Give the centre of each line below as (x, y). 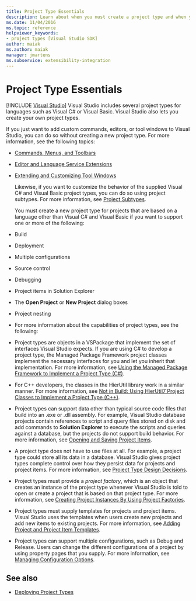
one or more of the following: (49, 223)
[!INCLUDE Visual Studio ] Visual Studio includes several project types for (94, 105)
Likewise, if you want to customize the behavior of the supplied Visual (98, 187)
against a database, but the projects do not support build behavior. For (99, 434)
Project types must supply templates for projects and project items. (95, 511)
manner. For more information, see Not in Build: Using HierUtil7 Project (99, 391)
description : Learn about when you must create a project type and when (96, 17)
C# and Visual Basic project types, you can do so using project (90, 193)
